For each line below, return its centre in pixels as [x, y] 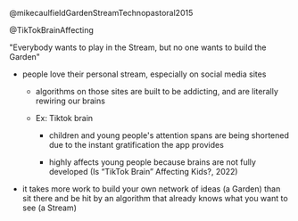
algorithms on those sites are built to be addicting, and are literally [157, 91]
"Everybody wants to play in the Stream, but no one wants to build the [138, 47]
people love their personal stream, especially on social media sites [144, 74]
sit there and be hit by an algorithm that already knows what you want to [155, 198]
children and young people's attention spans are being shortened [169, 135]
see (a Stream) [50, 208]
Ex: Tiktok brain [64, 118]
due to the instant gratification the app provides [137, 145]
